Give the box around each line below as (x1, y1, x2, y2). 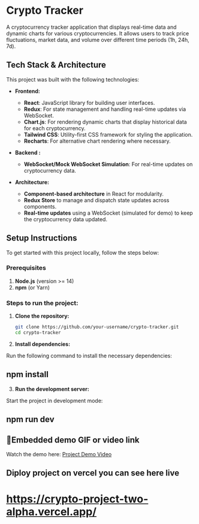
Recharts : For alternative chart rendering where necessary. (23, 137, 171, 144)
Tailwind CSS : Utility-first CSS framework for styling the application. (23, 131, 193, 138)
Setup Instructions (6, 233, 77, 243)
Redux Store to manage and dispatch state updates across (23, 196, 170, 204)
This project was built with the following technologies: (6, 76, 140, 83)
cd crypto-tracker (14, 330, 61, 336)
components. (23, 203, 57, 210)
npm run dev (6, 414, 55, 424)
